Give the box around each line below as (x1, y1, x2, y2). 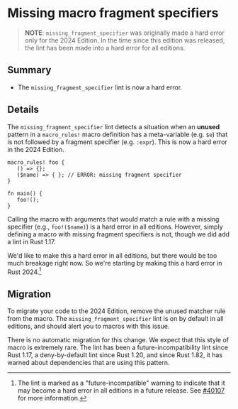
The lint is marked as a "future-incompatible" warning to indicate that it (17, 378, 225, 388)
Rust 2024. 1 (7, 266, 42, 276)
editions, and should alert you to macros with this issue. (7, 322, 170, 331)
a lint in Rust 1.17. (7, 237, 56, 246)
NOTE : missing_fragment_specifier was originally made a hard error (24, 28, 225, 37)
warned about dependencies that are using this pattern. (7, 359, 170, 367)
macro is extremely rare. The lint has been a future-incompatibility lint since (7, 343, 229, 352)
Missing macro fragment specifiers (7, 5, 219, 21)
